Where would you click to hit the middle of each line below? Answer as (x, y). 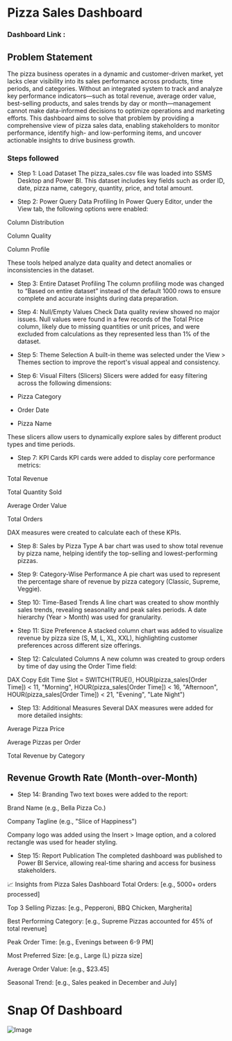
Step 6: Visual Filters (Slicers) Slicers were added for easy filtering (112, 376)
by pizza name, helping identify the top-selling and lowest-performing (117, 553)
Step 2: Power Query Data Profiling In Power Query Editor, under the (115, 202)
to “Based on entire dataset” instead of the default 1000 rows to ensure (119, 291)
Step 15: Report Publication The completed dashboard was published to (119, 855)
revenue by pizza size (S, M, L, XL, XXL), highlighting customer (107, 638)
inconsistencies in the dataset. (51, 270)
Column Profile (28, 249)
